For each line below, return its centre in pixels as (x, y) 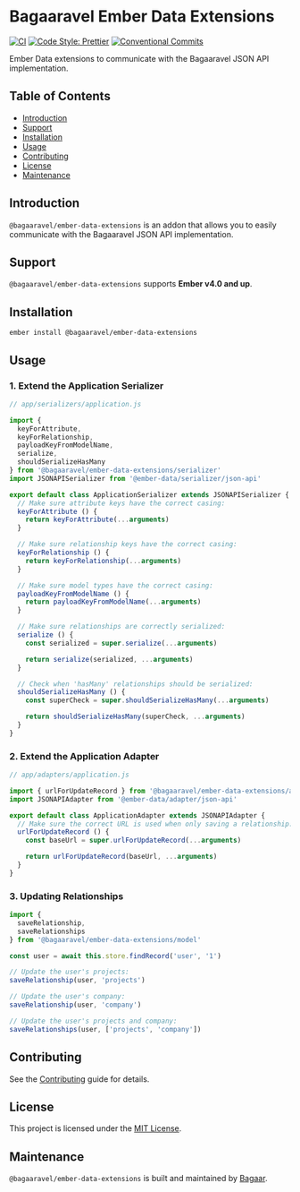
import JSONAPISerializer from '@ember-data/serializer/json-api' (135, 478)
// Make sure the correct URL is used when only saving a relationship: (155, 824)
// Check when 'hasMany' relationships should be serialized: (135, 684)
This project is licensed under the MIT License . (96, 1128)
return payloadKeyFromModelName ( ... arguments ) (113, 602)
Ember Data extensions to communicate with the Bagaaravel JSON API (139, 58)
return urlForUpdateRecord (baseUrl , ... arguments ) (121, 857)
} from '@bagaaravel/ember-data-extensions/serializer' (115, 470)
